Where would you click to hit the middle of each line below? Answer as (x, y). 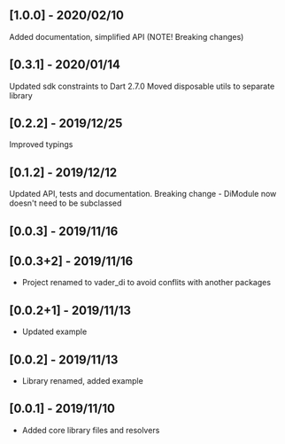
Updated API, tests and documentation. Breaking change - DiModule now (143, 194)
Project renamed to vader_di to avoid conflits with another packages (146, 283)
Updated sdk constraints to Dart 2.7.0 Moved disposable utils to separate (142, 86)
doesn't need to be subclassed (65, 203)
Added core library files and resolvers (91, 430)
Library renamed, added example (82, 381)
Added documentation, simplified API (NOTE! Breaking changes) (127, 36)
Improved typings (41, 144)
